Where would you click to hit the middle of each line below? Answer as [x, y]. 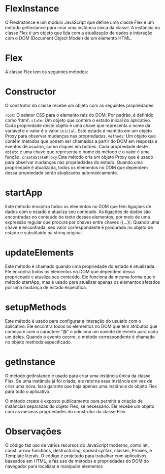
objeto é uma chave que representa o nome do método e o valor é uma [78, 152]
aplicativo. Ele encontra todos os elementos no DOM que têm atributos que [81, 326]
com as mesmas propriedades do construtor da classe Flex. [66, 411]
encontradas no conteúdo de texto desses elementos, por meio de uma [78, 217]
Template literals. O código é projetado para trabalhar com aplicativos [76, 456]
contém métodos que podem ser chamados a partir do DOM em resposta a [81, 141]
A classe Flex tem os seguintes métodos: [47, 72]
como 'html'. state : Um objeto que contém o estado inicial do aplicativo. [78, 120]
